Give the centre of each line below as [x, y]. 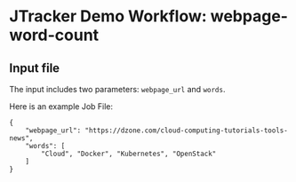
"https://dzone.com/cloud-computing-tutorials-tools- [187, 131]
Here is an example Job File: [61, 107]
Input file [35, 68]
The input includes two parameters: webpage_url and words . [117, 89]
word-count [54, 35]
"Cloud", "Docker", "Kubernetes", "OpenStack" [129, 154]
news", [21, 138]
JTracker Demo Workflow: [108, 16]
